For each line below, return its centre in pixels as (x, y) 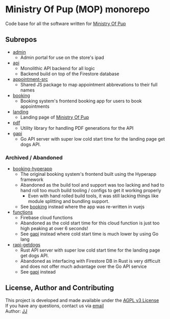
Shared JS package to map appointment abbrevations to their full (89, 84)
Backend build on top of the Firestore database (70, 74)
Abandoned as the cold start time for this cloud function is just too (90, 223)
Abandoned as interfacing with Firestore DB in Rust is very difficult (90, 261)
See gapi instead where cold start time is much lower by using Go (89, 234)
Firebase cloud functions (46, 218)
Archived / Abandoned (34, 157)
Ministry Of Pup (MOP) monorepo (78, 9)
